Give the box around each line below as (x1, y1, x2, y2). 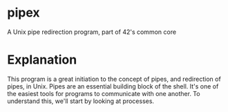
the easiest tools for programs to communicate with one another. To (7, 89, 200, 97)
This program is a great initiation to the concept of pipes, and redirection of (7, 75, 221, 83)
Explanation (7, 52, 77, 68)
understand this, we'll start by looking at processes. (7, 97, 154, 105)
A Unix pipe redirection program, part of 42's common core (7, 28, 177, 36)
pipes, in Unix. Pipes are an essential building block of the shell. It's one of (7, 82, 219, 91)
